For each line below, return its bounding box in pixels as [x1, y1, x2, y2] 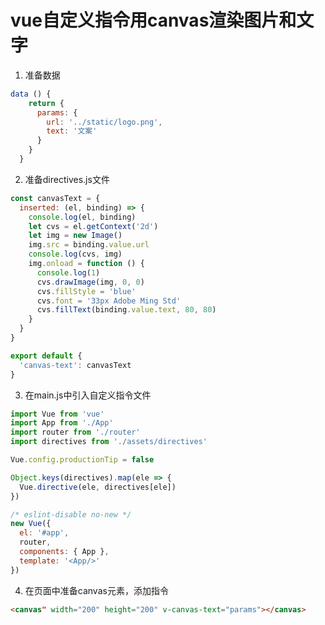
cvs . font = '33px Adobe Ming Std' [36, 296, 182, 306]
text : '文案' [46, 126, 98, 136]
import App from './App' [10, 418, 114, 428]
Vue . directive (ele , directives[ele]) [19, 482, 177, 492]
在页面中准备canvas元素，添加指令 [24, 584, 169, 596]
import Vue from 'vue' [10, 409, 105, 419]
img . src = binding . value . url [28, 240, 150, 250]
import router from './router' [10, 427, 141, 438]
